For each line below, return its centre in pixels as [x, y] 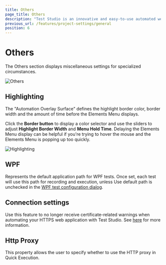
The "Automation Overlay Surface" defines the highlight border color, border [83, 108]
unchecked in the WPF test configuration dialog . [54, 187]
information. [18, 225]
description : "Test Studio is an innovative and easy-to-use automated [80, 19]
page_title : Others [25, 14]
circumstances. [21, 72]
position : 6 [17, 28]
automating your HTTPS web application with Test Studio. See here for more [83, 220]
